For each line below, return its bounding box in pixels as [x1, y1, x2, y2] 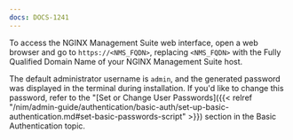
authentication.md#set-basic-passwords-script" [9, 111, 186, 121]
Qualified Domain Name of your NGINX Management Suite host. [9, 56, 243, 66]
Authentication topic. [9, 121, 86, 131]
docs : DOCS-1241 [9, 12, 69, 22]
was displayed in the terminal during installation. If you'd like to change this [9, 82, 284, 93]
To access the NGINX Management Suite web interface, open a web [9, 37, 259, 48]
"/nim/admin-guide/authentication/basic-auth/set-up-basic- [9, 101, 229, 112]
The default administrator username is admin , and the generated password [9, 73, 281, 84]
